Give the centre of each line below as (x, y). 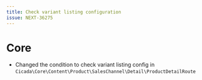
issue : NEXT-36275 (30, 18)
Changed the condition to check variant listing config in (85, 65)
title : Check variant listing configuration (64, 12)
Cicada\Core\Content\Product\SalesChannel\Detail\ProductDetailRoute (106, 72)
